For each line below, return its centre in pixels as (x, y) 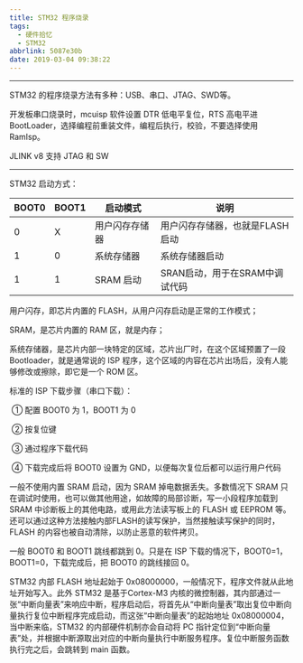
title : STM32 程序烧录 (49, 18)
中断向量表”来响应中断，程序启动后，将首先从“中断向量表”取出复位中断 (152, 604)
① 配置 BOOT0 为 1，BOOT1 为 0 (73, 410)
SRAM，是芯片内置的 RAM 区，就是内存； (87, 330)
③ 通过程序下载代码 (50, 448)
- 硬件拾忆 (35, 34)
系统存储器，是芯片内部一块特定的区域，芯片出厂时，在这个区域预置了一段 (147, 349)
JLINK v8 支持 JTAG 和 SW (60, 156)
